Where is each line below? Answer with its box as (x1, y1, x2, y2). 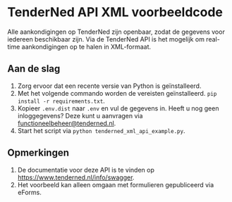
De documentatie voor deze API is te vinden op (17, 165, 155, 174)
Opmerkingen (7, 147, 69, 159)
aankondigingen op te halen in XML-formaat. (21, 42, 152, 51)
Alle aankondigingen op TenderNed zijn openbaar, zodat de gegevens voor (7, 27, 226, 36)
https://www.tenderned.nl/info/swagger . (17, 173, 135, 182)
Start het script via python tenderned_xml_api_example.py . (17, 126, 185, 134)
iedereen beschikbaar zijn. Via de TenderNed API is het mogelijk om (7, 34, 204, 43)
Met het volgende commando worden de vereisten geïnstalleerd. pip (17, 89, 217, 97)
